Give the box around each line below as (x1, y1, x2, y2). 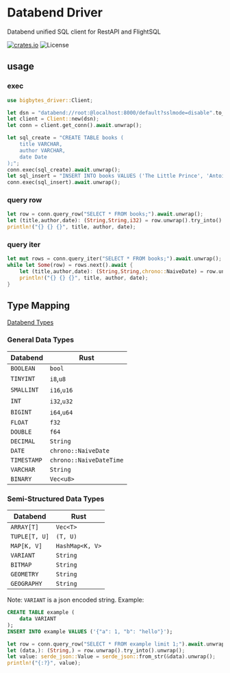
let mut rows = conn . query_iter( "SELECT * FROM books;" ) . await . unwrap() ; (7, 255, 222, 262)
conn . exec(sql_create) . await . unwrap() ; (7, 166, 121, 173)
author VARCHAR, (19, 147, 66, 154)
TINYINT (10, 375, 36, 382)
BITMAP (10, 561, 32, 569)
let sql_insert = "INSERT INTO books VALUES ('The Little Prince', (7, 173, 204, 180)
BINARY (10, 475, 32, 483)
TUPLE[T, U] (10, 533, 50, 541)
